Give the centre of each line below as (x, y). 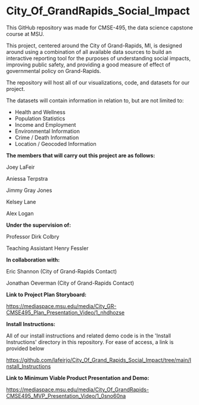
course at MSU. (25, 34)
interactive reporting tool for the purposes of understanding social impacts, (99, 58)
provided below (25, 348)
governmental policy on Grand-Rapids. (54, 71)
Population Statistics (40, 118)
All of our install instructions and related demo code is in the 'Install (88, 336)
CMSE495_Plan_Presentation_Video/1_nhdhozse (66, 312)
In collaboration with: (33, 260)
